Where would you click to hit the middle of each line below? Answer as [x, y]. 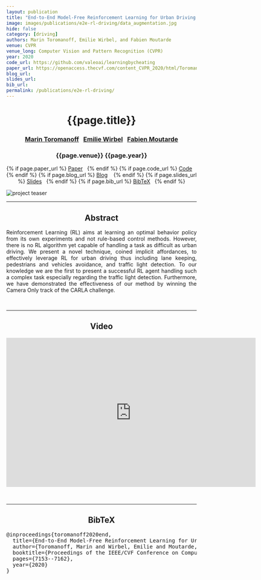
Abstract [101, 218]
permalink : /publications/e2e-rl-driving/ [60, 91]
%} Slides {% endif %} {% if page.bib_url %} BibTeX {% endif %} [101, 181]
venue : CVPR [21, 46]
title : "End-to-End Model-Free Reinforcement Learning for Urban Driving [101, 18]
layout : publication [32, 12]
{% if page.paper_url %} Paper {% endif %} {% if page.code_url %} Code [99, 169]
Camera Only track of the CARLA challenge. [61, 290]
